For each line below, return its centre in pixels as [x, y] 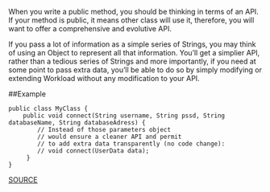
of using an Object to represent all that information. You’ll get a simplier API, [134, 53]
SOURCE [23, 180]
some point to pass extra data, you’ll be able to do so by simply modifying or [135, 70]
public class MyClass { [48, 108]
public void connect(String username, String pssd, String [124, 116]
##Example [27, 94]
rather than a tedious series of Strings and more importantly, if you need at [132, 61]
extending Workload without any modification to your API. [104, 78]
